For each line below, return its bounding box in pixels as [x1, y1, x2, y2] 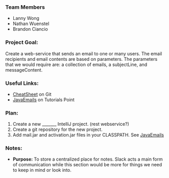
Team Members [5, 4, 45, 11]
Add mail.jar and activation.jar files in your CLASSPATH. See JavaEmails [12, 132, 164, 138]
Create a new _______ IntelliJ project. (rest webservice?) [12, 121, 129, 127]
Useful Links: [5, 79, 39, 86]
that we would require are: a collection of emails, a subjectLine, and [5, 61, 148, 68]
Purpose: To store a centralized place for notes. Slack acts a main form [12, 156, 163, 162]
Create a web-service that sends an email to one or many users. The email [5, 50, 162, 57]
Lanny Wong [12, 15, 40, 21]
